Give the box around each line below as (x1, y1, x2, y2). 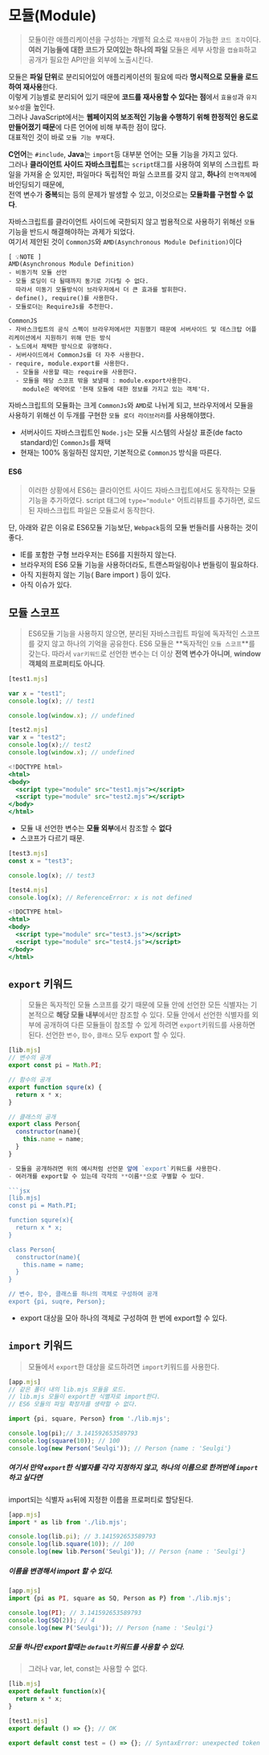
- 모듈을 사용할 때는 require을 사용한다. (15, 368, 138, 376)
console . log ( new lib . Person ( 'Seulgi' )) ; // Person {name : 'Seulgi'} (8, 1547, 247, 1556)
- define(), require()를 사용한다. (8, 294, 119, 302)
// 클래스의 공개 (8, 1113, 56, 1121)
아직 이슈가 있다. (19, 580, 72, 590)
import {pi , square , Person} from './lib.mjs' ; (8, 1415, 171, 1423)
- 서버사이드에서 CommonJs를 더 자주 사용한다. (8, 351, 145, 359)
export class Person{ (8, 1120, 81, 1128)
